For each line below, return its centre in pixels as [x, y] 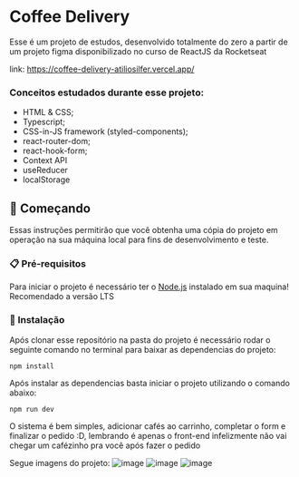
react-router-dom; [56, 141]
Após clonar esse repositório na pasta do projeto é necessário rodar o [140, 340]
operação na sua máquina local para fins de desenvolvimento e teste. [139, 240]
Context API [45, 161]
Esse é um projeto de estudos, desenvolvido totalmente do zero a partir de [149, 42]
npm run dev [32, 409]
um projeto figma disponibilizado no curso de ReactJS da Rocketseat [138, 51]
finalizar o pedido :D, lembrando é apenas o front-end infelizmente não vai [148, 435]
